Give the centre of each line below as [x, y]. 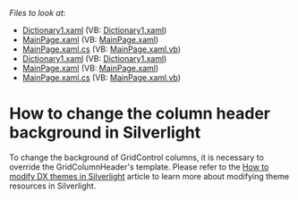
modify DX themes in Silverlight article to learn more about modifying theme [149, 176]
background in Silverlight [105, 133]
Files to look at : [38, 13]
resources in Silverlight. [53, 186]
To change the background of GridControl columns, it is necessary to [136, 157]
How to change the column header [140, 114]
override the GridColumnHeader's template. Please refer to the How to [139, 167]
